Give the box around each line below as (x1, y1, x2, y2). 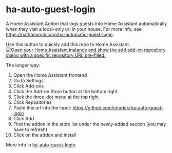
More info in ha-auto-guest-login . (6, 142, 77, 148)
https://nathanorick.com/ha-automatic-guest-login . (6, 31, 114, 37)
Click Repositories (13, 99, 52, 105)
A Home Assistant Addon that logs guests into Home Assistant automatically (6, 20, 167, 27)
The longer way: (6, 62, 41, 68)
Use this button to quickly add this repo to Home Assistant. (6, 41, 130, 47)
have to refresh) (13, 126, 48, 133)
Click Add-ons (13, 83, 44, 89)
